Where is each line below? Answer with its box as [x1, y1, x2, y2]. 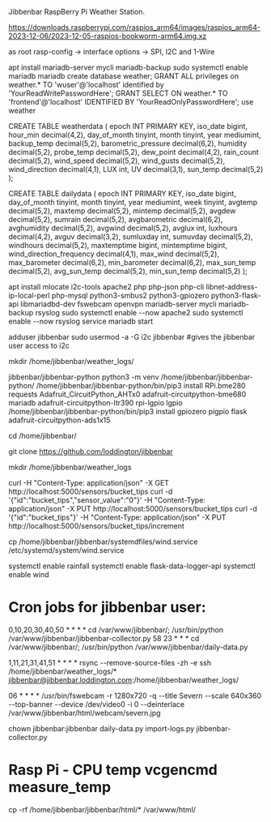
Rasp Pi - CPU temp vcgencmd [8, 761, 218, 779]
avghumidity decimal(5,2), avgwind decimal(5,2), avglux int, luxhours [8, 223, 239, 233]
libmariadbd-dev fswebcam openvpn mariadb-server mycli [19, 299, 217, 309]
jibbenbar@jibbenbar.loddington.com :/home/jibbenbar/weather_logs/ [8, 674, 239, 684]
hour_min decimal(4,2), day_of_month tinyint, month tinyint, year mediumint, [8, 130, 261, 139]
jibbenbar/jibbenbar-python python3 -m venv [8, 372, 159, 382]
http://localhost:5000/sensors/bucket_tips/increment [8, 521, 184, 530]
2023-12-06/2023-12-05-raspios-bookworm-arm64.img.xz [8, 32, 207, 41]
